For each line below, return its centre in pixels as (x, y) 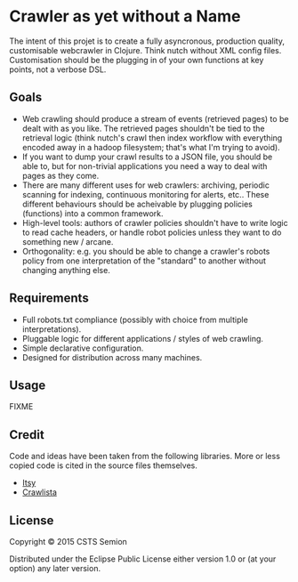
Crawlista (40, 492)
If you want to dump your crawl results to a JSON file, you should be (147, 157)
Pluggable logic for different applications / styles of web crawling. (143, 338)
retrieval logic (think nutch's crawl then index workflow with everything (152, 137)
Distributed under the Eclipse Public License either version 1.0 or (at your (143, 559)
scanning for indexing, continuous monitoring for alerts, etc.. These (145, 194)
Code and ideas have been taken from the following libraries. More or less (145, 457)
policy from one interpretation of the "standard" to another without (144, 261)
